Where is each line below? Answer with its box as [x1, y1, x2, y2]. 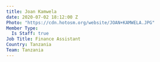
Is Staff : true [11, 31, 49, 37]
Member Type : [6, 25, 39, 31]
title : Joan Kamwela [6, 8, 57, 15]
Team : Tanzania [6, 47, 44, 53]
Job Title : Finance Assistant [6, 36, 81, 42]
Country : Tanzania [6, 42, 52, 48]
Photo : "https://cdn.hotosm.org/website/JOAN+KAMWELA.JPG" [6, 19, 155, 25]
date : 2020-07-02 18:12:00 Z [6, 14, 78, 20]
